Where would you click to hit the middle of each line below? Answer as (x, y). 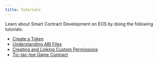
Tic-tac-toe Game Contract (40, 55)
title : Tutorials (23, 10)
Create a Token (28, 39)
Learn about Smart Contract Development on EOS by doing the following (79, 24)
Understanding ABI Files (37, 44)
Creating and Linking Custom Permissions (55, 49)
